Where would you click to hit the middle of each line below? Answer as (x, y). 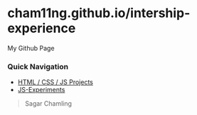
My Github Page (31, 48)
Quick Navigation (38, 66)
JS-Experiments (41, 90)
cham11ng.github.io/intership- (99, 13)
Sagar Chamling (48, 104)
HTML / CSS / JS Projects (55, 82)
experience (42, 28)
